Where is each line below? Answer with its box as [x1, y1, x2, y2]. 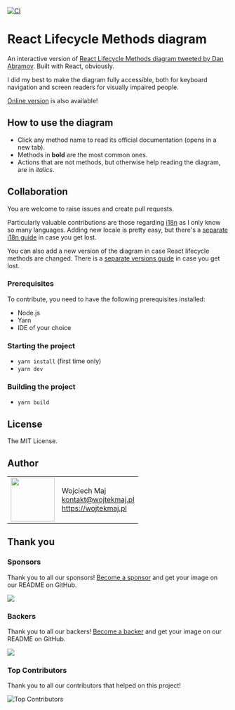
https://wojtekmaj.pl [62, 504, 128, 513]
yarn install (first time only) [17, 357, 102, 365]
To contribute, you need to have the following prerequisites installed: [7, 295, 206, 303]
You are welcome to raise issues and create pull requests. [7, 204, 174, 213]
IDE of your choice [17, 323, 72, 331]
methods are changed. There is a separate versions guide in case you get [7, 254, 220, 263]
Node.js [17, 308, 41, 317]
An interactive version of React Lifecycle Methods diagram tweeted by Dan [7, 54, 224, 63]
